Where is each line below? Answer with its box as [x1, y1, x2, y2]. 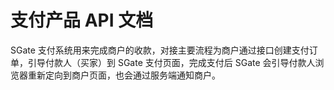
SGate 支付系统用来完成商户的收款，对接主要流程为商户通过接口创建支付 [10, 44, 310, 56]
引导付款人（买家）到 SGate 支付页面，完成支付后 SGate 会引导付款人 [27, 56, 316, 68]
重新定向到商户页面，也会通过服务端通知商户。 [27, 69, 221, 81]
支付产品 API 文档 [10, 9, 154, 32]
